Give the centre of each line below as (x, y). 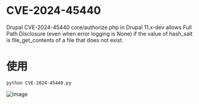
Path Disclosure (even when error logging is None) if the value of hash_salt (99, 33)
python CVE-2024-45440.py (39, 83)
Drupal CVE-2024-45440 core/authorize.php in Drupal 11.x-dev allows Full (99, 27)
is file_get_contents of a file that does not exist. (65, 40)
